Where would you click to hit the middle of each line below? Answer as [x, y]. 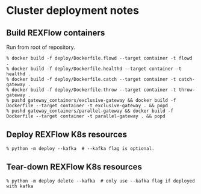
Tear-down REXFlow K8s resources [74, 167]
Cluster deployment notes [73, 11]
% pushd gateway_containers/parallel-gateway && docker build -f [90, 111]
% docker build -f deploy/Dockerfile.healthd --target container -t [94, 69]
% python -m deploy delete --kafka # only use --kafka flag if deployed [101, 181]
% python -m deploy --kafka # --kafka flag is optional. [80, 148]
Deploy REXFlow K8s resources [67, 135]
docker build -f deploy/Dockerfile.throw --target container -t [94, 90]
